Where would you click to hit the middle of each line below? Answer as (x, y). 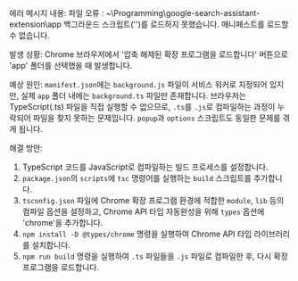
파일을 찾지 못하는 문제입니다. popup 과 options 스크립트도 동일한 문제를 (157, 118)
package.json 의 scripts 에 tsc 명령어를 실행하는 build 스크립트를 (137, 178)
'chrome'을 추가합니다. (62, 223)
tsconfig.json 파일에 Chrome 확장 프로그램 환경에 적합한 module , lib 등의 (153, 200)
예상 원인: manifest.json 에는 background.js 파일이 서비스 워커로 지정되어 (138, 84)
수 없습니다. (30, 35)
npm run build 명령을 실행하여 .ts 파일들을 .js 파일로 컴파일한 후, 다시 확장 (155, 256)
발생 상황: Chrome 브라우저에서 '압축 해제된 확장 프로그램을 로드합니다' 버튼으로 (149, 54)
